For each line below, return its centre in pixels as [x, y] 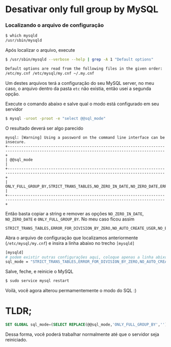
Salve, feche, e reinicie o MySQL [39, 272]
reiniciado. [16, 340]
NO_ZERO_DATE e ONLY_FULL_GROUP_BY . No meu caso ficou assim [70, 219]
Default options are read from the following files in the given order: [84, 69]
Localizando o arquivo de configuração [55, 25]
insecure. [16, 142]
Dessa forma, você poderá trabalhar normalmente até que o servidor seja [82, 334]
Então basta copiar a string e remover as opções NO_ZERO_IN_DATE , [75, 213]
